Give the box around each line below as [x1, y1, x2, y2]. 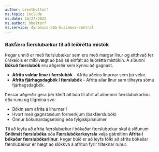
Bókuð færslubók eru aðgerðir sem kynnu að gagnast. [5, 63, 114, 68]
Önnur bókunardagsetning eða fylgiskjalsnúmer [12, 117, 107, 122]
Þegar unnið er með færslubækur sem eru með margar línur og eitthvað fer [5, 52, 154, 58]
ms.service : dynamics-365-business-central [5, 25, 94, 30]
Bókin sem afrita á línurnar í [12, 106, 67, 112]
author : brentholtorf [5, 7, 49, 12]
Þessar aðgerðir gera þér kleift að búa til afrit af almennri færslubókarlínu [5, 92, 150, 98]
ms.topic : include [5, 12, 42, 17]
